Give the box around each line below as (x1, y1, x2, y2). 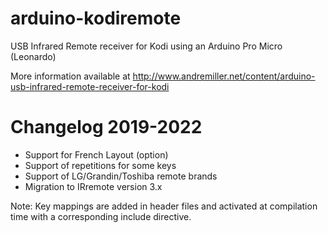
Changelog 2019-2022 (10, 116, 203, 139)
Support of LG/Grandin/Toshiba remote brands (24, 170, 218, 182)
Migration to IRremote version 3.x (24, 180, 163, 192)
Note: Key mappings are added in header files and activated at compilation (10, 200, 318, 212)
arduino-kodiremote (10, 7, 182, 30)
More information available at (10, 70, 131, 82)
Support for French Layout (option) (24, 148, 169, 161)
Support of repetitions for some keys (24, 159, 177, 171)
